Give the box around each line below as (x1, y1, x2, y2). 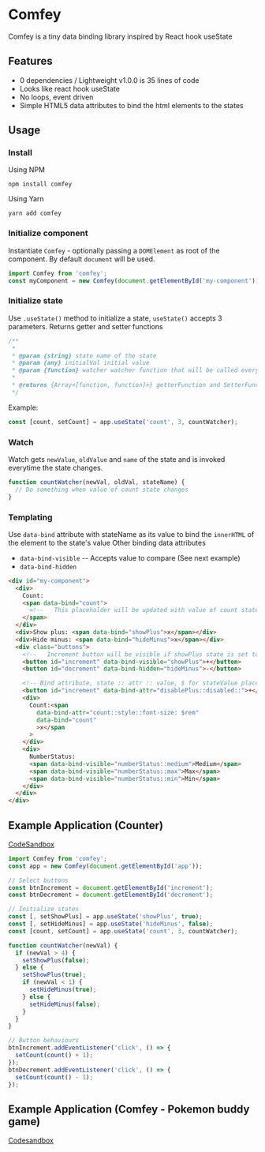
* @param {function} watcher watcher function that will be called (11, 366, 238, 374)
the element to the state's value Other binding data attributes (8, 538, 207, 547)
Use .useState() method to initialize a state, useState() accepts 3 (8, 313, 222, 323)
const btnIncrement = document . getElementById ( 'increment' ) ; (8, 884, 214, 891)
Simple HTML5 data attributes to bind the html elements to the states (19, 100, 244, 110)
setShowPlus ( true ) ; (22, 971, 87, 979)
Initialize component (8, 227, 88, 238)
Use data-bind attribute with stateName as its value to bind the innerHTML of (8, 529, 255, 538)
